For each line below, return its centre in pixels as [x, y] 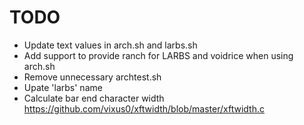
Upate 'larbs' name [63, 87]
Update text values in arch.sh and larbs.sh [110, 45]
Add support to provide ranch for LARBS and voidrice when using [158, 55]
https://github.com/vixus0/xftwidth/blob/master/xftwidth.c [144, 108]
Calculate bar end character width [94, 98]
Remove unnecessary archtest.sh [92, 77]
